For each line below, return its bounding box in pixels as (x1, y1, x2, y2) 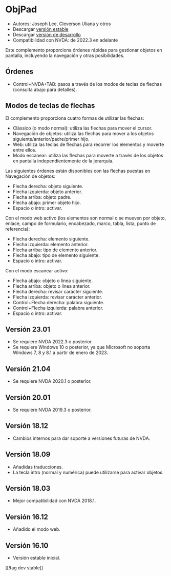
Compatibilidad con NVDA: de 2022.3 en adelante (12, 37, 118, 43)
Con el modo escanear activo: (5, 267, 69, 273)
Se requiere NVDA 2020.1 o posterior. (12, 378, 92, 384)
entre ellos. (12, 146, 37, 153)
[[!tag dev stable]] (5, 565, 44, 571)
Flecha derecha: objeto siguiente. (12, 183, 83, 189)
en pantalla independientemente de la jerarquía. (12, 158, 114, 164)
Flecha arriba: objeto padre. (12, 194, 72, 200)
